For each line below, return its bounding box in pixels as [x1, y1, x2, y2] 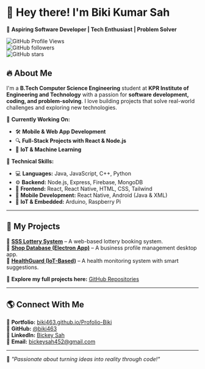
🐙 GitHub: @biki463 [6, 325, 57, 332]
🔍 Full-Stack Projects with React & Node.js [15, 137, 127, 144]
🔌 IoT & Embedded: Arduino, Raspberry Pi [15, 198, 121, 205]
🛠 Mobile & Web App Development [15, 127, 106, 135]
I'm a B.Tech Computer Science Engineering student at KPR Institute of [6, 84, 189, 91]
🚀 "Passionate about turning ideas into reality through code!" [6, 356, 160, 363]
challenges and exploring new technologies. [6, 104, 117, 111]
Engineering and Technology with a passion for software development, [6, 91, 189, 98]
